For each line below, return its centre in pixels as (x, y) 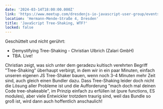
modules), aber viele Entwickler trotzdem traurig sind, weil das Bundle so (78, 96)
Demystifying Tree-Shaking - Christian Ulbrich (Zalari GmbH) (73, 51)
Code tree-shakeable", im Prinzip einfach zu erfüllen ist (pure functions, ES (80, 91)
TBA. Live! (22, 56)
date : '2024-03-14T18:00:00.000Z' (40, 9)
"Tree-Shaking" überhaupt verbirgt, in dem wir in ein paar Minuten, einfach (80, 70)
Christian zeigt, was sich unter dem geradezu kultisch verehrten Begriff (76, 65)
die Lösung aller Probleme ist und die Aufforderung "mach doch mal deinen (81, 86)
